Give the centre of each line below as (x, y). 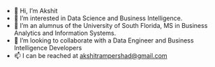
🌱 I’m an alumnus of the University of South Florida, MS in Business (111, 25)
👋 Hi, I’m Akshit (36, 11)
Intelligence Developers (48, 48)
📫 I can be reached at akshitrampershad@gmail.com (90, 55)
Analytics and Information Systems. (65, 33)
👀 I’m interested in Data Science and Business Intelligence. (98, 18)
